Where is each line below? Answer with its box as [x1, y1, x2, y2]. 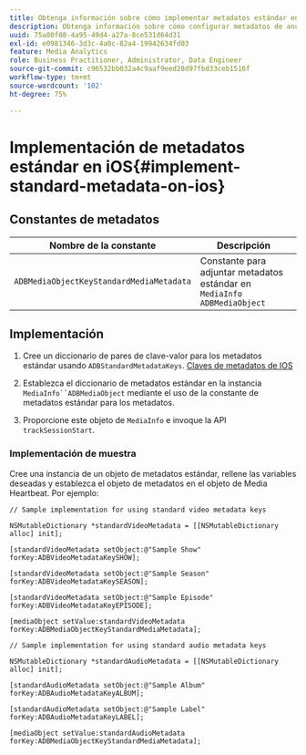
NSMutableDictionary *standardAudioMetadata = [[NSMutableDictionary [9, 657, 280, 666]
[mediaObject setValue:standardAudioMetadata [9, 729, 185, 738]
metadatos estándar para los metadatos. [22, 398, 175, 409]
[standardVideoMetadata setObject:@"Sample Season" [9, 569, 209, 578]
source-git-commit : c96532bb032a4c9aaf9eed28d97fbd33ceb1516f [9, 65, 250, 74]
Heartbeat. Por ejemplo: [9, 487, 99, 498]
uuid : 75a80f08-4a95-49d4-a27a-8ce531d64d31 [9, 30, 181, 39]
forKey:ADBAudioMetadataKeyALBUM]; [9, 688, 145, 698]
